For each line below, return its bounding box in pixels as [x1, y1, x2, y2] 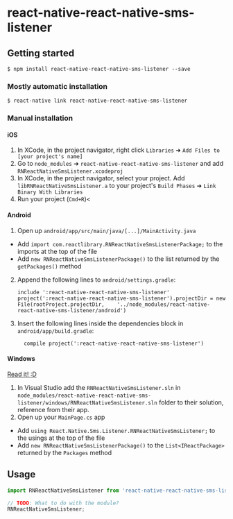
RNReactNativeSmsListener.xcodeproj [17, 168, 123, 175]
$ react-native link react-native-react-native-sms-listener [7, 97, 188, 105]
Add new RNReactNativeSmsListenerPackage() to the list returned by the [17, 255, 220, 263]
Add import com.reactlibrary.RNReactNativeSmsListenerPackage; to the [17, 239, 223, 248]
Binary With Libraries [17, 189, 83, 196]
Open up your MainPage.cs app [17, 413, 105, 421]
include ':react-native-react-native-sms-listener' [17, 289, 170, 296]
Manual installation [7, 113, 74, 123]
